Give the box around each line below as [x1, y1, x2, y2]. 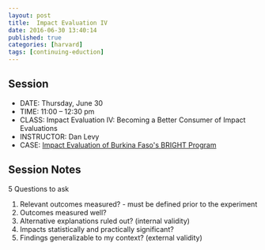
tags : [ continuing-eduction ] [8, 48, 104, 56]
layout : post [8, 11, 51, 20]
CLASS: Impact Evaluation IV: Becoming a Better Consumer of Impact [19, 115, 246, 125]
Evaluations [19, 123, 58, 132]
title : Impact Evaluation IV [8, 19, 108, 27]
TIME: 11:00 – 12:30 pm [19, 106, 95, 116]
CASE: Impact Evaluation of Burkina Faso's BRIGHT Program [19, 140, 217, 150]
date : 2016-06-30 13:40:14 [8, 26, 97, 34]
